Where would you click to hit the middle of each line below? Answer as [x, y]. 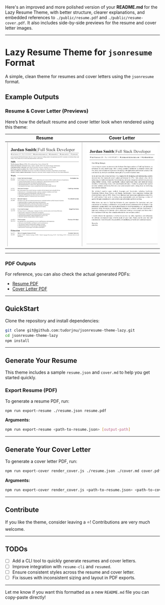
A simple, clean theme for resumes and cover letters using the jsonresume [80, 76]
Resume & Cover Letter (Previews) [47, 111]
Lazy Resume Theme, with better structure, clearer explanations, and [75, 12]
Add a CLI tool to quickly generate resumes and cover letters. [74, 561]
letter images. [19, 28]
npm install [17, 341]
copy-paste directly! [26, 597]
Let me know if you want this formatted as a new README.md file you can [77, 592]
